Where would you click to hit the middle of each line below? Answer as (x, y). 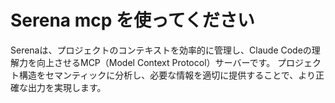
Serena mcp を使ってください (132, 20)
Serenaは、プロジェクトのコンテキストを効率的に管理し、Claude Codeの (161, 50)
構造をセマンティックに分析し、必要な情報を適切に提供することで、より (167, 75)
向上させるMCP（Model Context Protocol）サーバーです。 (156, 62)
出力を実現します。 (67, 87)
